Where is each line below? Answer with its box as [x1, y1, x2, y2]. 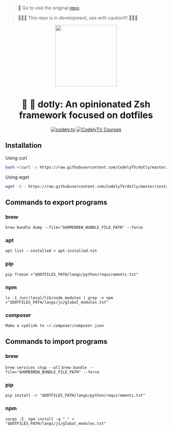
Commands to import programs [5, 337, 107, 346]
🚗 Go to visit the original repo [17, 5, 79, 11]
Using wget [5, 174, 30, 180]
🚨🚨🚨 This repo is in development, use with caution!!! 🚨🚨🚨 [17, 15, 138, 20]
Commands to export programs [5, 198, 107, 207]
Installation [5, 141, 42, 150]
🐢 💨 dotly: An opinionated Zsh [21, 99, 150, 110]
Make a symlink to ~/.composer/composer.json [5, 323, 104, 329]
